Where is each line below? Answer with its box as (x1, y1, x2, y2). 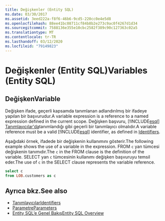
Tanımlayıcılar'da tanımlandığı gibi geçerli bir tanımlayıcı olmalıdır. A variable (5, 123, 157, 129)
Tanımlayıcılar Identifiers (12, 200, 61, 206)
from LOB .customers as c (5, 173, 56, 178)
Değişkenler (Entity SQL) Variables (5, 65, 148, 76)
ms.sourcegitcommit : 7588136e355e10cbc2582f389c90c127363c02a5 (5, 26, 138, 30)
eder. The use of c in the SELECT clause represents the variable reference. (5, 159, 155, 165)
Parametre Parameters (12, 205, 57, 211)
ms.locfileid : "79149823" (5, 44, 58, 49)
